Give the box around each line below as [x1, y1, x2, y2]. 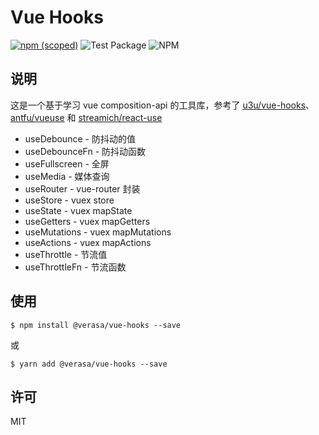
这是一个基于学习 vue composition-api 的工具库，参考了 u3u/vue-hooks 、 [10, 99, 315, 111]
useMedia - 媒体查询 [24, 170, 110, 182]
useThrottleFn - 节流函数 [24, 261, 127, 273]
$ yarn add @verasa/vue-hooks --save [10, 359, 168, 369]
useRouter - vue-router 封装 [24, 182, 141, 195]
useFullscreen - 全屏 [24, 157, 110, 170]
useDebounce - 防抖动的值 [24, 132, 136, 145]
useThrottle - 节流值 [24, 248, 108, 260]
